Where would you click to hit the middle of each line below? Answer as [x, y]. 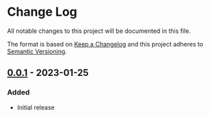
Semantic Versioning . [37, 51]
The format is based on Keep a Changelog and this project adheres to [105, 44]
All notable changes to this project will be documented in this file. [99, 31]
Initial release [36, 107]
